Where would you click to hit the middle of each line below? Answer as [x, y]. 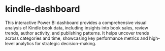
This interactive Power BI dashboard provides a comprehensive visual [76, 23]
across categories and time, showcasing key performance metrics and [77, 38]
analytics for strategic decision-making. [56, 43]
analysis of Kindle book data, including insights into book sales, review [77, 27]
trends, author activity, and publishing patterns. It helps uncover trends [77, 33]
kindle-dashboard [43, 9]
